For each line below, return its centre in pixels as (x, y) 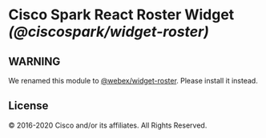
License (28, 106)
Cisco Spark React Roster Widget (121, 15)
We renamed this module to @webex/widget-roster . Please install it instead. (133, 81)
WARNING (34, 61)
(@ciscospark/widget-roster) (109, 32)
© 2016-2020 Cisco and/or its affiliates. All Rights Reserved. (108, 125)
